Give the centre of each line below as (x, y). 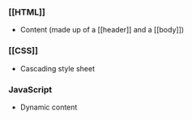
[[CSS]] (23, 51)
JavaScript (30, 89)
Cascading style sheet (58, 68)
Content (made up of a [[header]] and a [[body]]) (102, 30)
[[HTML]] (27, 12)
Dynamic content (49, 107)
